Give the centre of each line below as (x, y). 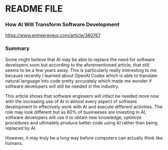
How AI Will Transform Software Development (62, 25)
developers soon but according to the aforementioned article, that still (77, 65)
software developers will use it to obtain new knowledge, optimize (73, 117)
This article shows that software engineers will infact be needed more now (82, 96)
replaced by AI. (21, 128)
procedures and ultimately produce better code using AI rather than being (81, 123)
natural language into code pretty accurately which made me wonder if (78, 81)
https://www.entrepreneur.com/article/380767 (53, 35)
